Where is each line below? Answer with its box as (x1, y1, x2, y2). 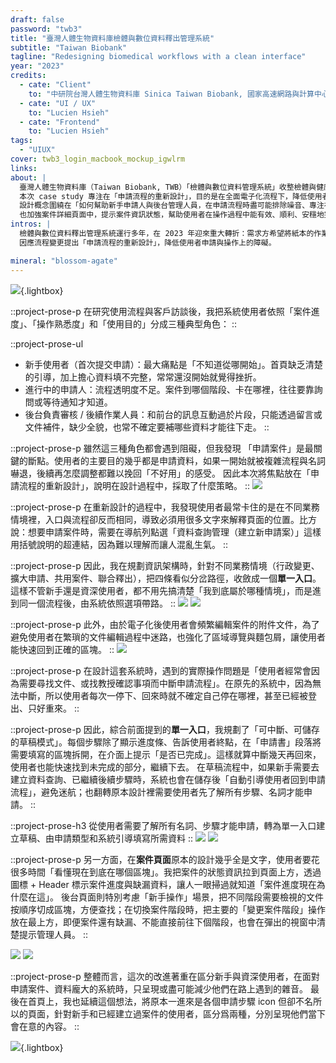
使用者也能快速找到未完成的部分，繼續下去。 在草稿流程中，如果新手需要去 (10, 761, 320, 773)
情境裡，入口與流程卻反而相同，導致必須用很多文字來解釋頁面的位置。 (10, 513, 300, 525)
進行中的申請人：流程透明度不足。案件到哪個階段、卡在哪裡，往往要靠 (24, 383, 315, 395)
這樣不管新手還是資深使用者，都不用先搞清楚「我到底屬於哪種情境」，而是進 (10, 584, 322, 596)
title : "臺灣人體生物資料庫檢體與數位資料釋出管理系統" (10, 33, 215, 43)
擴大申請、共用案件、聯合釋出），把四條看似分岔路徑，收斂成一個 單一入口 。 (10, 572, 322, 584)
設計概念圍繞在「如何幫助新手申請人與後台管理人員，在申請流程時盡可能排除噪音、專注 (19, 201, 325, 211)
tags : (10, 136, 33, 146)
